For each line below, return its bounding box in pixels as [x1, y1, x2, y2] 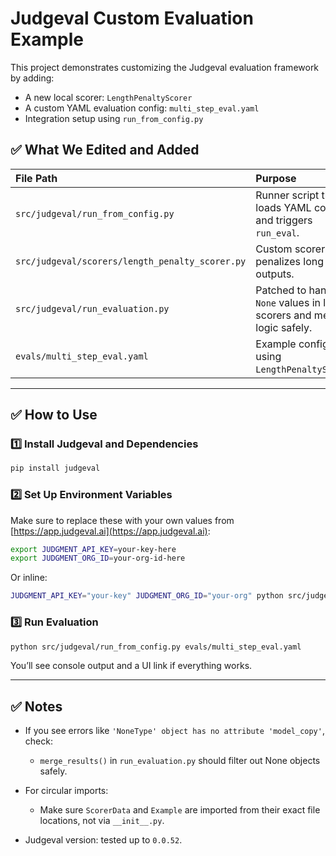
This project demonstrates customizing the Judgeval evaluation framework [10, 61, 320, 73]
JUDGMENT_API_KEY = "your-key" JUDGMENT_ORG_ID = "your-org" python [10, 591, 284, 601]
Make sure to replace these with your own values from [10, 514, 235, 526]
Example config [255, 337, 329, 351]
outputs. [255, 267, 295, 281]
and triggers [255, 213, 313, 227]
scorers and [255, 308, 312, 322]
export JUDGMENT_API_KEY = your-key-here [10, 544, 177, 554]
